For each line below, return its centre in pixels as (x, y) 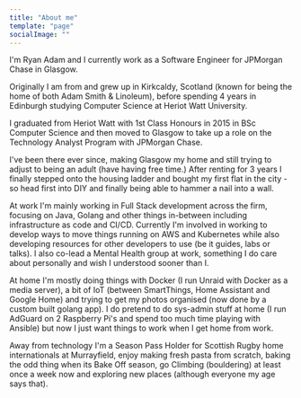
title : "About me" (44, 18)
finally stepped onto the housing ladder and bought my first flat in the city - (148, 179)
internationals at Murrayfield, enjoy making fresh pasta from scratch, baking (150, 355)
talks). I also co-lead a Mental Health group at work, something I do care (143, 253)
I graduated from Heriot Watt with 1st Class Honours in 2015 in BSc (133, 123)
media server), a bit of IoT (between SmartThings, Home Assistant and (140, 290)
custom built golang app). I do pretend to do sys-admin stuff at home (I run (148, 309)
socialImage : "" (40, 34)
